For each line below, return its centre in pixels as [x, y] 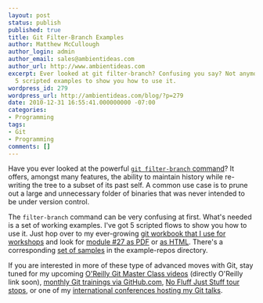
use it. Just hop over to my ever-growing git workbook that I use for [117, 234]
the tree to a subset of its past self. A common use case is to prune [140, 186]
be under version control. [49, 202]
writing [20, 186]
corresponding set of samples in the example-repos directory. [108, 251]
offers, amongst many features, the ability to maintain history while [115, 177]
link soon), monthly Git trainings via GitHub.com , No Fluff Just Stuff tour [124, 282]
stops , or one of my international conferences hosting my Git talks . [115, 290]
